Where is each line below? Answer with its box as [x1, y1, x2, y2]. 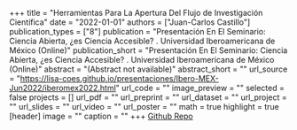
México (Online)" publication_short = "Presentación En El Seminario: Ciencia [9, 45, 288, 56]
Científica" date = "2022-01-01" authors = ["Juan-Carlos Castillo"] [9, 17, 251, 27]
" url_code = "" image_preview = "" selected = [115, 83, 285, 93]
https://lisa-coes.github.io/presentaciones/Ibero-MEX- [20, 73, 219, 83]
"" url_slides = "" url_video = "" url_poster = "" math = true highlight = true [9, 102, 279, 111]
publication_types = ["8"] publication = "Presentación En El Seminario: [9, 27, 266, 36]
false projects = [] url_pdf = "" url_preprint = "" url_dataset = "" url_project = [9, 92, 288, 103]
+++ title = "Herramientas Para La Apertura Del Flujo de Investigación [9, 8, 263, 18]
